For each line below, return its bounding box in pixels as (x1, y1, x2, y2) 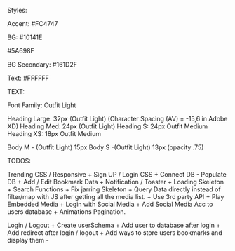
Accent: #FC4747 (7, 20, 58, 27)
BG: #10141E (7, 33, 43, 41)
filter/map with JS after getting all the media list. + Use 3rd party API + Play (7, 193, 224, 201)
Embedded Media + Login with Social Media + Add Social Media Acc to (7, 200, 213, 208)
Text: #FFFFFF (7, 74, 49, 82)
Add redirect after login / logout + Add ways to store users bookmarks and (7, 229, 222, 237)
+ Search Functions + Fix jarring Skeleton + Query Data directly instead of (7, 185, 221, 194)
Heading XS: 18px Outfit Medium (7, 130, 102, 137)
